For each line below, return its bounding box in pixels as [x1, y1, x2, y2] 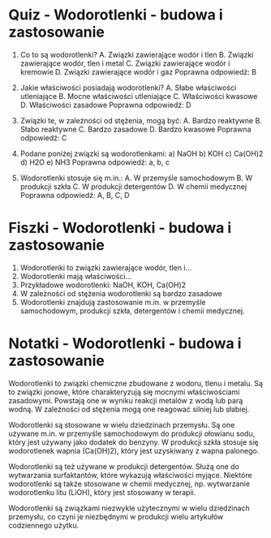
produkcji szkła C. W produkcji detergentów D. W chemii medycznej [19, 181, 247, 192]
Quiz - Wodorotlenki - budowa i [8, 6, 223, 24]
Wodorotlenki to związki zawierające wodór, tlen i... [19, 262, 192, 273]
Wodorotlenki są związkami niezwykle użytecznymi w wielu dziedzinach [8, 503, 250, 513]
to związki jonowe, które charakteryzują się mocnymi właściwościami [8, 387, 240, 397]
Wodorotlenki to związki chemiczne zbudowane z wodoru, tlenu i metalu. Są [8, 378, 264, 388]
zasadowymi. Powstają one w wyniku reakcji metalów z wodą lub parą [8, 395, 243, 405]
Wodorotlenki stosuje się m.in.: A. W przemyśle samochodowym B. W [19, 173, 253, 183]
